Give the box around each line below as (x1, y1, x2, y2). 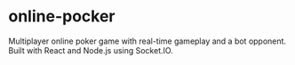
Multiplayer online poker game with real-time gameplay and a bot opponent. (8, 36, 286, 46)
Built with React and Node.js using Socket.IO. (8, 45, 174, 55)
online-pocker (8, 6, 116, 27)
